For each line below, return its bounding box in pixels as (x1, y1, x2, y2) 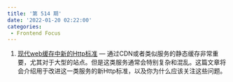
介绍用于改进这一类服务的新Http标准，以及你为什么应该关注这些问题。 (23, 67, 227, 75)
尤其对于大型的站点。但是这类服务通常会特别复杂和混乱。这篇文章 (29, 58, 220, 67)
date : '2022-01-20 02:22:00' (7, 17, 92, 24)
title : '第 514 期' (7, 10, 62, 17)
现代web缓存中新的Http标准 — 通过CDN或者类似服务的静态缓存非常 (17, 49, 213, 58)
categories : (7, 23, 42, 30)
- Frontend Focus (10, 29, 61, 37)
